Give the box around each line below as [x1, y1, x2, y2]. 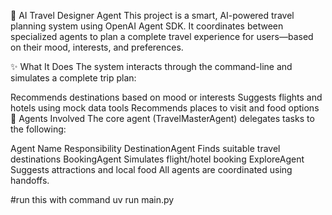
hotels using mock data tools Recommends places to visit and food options [10, 102, 320, 114]
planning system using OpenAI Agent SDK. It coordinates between [10, 20, 284, 32]
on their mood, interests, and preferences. [10, 41, 184, 53]
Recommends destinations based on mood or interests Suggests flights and [10, 91, 323, 103]
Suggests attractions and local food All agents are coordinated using [10, 164, 293, 175]
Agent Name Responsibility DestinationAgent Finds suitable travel [10, 143, 281, 154]
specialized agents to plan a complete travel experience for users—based [10, 31, 314, 42]
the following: [10, 123, 67, 135]
